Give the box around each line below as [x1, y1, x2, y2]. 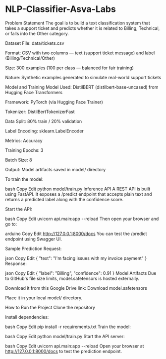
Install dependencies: [5, 314, 49, 320]
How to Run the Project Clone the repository [5, 304, 96, 310]
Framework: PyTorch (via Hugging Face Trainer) [5, 99, 103, 105]
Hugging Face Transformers [5, 89, 63, 95]
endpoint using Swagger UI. [5, 236, 62, 242]
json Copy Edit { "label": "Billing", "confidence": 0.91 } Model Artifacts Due [5, 270, 157, 276]
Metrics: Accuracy [5, 137, 43, 143]
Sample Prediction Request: [5, 245, 62, 251]
